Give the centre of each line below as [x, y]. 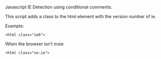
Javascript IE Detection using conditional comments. [59, 7]
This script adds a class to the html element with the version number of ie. [81, 16]
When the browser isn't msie [34, 44]
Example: [15, 26]
